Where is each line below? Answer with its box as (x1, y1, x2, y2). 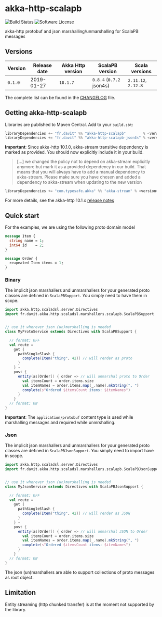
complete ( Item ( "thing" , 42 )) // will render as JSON (22, 511, 131, 516)
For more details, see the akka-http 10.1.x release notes (5, 197, 114, 204)
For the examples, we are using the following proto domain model (5, 224, 135, 230)
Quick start (5, 211, 40, 220)
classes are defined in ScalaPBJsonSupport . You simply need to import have (5, 448, 154, 454)
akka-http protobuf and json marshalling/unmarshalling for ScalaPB (5, 28, 139, 34)
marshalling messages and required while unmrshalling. (5, 419, 116, 425)
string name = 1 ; (9, 238, 44, 243)
